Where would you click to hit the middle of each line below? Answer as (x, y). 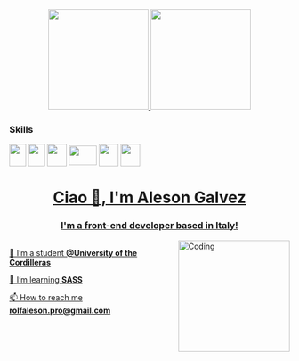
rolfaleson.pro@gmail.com (60, 310)
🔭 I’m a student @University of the (73, 252)
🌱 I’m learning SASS (46, 279)
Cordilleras (30, 262)
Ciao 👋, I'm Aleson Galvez (149, 197)
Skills (21, 129)
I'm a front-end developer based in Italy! (149, 226)
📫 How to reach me (46, 297)
